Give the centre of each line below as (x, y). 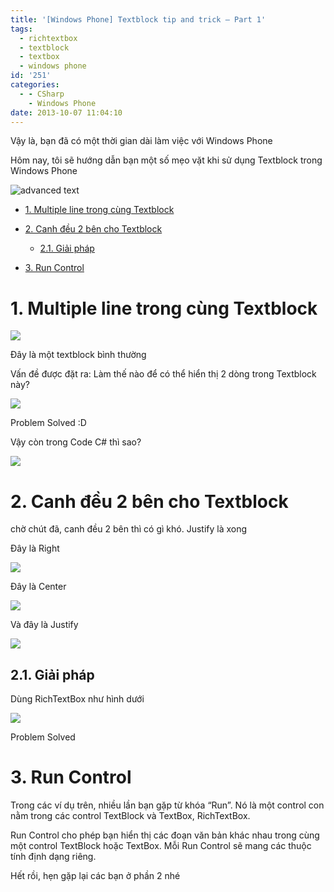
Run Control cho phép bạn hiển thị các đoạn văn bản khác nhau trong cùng (165, 835)
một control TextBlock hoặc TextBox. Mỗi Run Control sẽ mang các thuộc (161, 845)
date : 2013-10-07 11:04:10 (66, 112)
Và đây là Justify (44, 625)
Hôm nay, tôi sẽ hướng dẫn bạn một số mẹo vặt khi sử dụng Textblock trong (166, 160)
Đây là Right (35, 548)
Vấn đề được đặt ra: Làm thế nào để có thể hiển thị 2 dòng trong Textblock (163, 374)
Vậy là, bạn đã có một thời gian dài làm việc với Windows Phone (141, 141)
